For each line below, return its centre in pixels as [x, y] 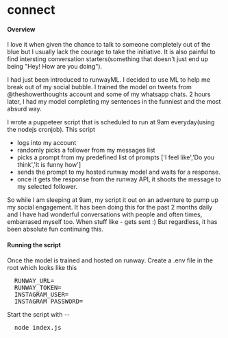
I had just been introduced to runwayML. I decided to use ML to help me [109, 80]
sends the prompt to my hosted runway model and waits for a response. [118, 172]
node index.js [38, 327]
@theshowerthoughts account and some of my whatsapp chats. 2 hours [109, 94]
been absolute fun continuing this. [55, 229]
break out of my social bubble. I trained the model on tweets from [99, 87]
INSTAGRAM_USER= [41, 294]
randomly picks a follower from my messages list [86, 150]
